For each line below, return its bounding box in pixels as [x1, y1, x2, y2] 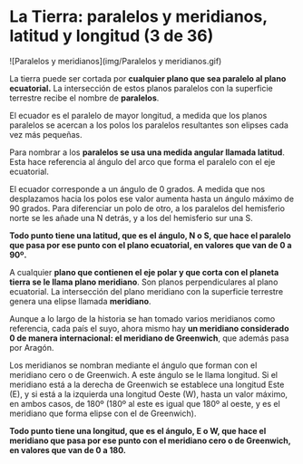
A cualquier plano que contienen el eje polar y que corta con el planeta [9, 266, 279, 277]
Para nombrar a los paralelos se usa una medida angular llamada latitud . [9, 147, 286, 158]
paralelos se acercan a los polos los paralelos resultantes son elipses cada [9, 120, 288, 130]
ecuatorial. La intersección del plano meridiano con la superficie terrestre [9, 285, 284, 296]
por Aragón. [9, 342, 54, 353]
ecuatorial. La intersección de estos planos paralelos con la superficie [9, 82, 274, 93]
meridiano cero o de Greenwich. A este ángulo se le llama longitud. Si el [9, 369, 279, 380]
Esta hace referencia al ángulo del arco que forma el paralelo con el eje [9, 156, 276, 167]
